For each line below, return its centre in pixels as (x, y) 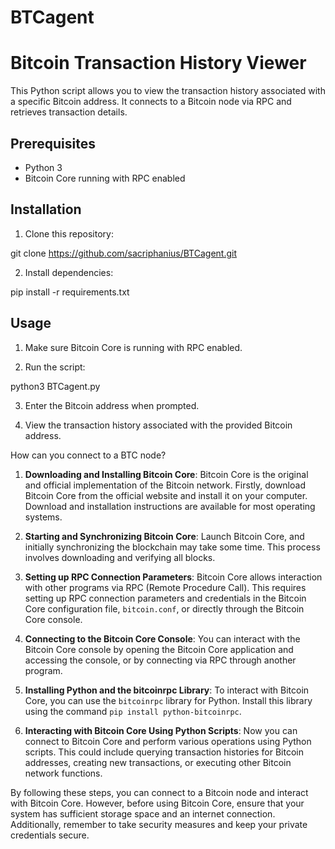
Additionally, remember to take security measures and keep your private (159, 824)
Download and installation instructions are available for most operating (170, 506)
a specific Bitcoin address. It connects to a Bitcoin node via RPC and (151, 102)
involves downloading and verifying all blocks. (120, 557)
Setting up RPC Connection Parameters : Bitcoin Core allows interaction (173, 577)
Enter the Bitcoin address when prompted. (112, 405)
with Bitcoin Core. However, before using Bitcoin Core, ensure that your (157, 803)
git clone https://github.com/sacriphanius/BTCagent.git (123, 253)
